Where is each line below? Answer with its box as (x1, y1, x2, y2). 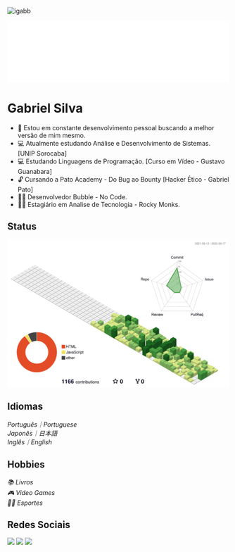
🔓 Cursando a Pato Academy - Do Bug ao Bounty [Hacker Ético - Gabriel (17, 175, 229, 183)
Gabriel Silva (7, 101, 83, 116)
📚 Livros (7, 477, 34, 486)
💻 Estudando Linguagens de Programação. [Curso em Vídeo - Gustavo (17, 157, 225, 165)
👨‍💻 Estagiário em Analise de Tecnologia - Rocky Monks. (17, 200, 181, 208)
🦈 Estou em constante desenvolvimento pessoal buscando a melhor (17, 123, 215, 132)
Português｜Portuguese (7, 420, 77, 429)
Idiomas (7, 401, 44, 413)
